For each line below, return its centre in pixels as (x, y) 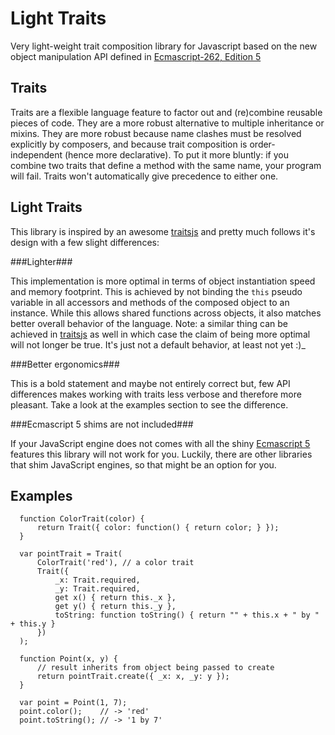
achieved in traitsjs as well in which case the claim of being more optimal (160, 334)
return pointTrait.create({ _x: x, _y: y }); (133, 677)
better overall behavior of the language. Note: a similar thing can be (149, 323)
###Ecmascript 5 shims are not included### (102, 424)
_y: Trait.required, (97, 589)
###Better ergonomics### (65, 364)
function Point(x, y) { (68, 659)
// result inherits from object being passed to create (155, 668)
